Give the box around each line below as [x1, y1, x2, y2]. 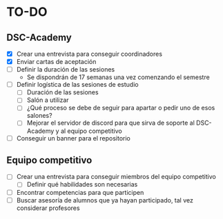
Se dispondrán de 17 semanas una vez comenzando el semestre [26, 73, 210, 81]
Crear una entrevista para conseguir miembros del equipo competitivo [16, 173, 217, 181]
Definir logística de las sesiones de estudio [16, 81, 139, 89]
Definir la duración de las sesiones [16, 65, 115, 74]
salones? [26, 112, 52, 120]
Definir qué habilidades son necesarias [26, 180, 138, 189]
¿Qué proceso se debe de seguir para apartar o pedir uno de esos [26, 104, 215, 112]
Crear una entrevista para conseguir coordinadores [16, 50, 163, 58]
